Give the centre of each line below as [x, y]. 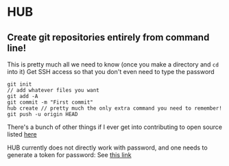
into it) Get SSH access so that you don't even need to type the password [111, 72]
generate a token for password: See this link [69, 155]
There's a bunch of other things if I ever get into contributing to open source [115, 127]
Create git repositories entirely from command [108, 37]
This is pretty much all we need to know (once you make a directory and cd [113, 64]
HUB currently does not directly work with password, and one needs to [107, 147]
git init [20, 84]
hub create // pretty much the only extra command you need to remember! [115, 108]
